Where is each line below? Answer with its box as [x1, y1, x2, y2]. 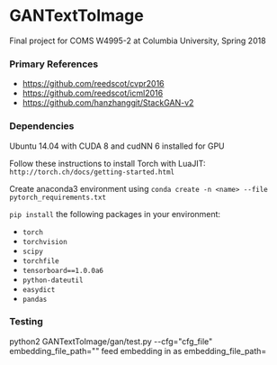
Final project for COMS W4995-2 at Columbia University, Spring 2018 [9, 35, 267, 46]
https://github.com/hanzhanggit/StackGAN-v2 [22, 97, 194, 108]
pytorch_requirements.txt [9, 193, 106, 202]
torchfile [22, 256, 60, 266]
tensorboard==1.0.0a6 [22, 266, 103, 275]
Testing [9, 315, 43, 328]
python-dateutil [22, 276, 84, 285]
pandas [22, 295, 48, 304]
